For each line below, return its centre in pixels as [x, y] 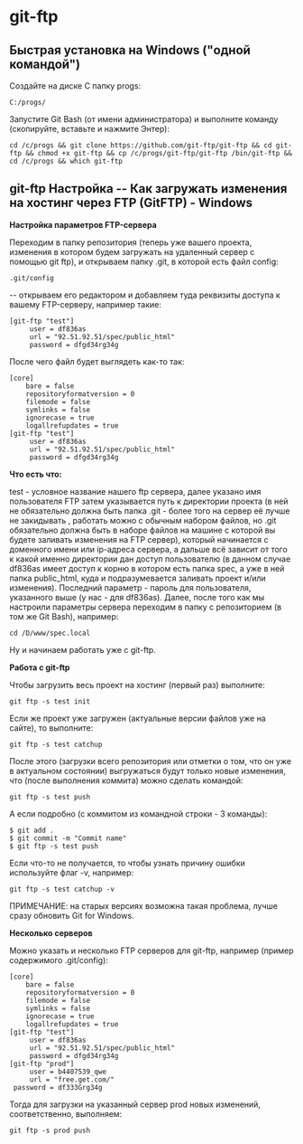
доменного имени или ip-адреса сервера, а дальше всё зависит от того [149, 549]
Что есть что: [36, 474]
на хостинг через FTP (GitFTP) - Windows [131, 203]
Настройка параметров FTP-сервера [83, 224]
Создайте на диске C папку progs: [75, 86]
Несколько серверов [51, 932]
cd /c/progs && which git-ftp [66, 161]
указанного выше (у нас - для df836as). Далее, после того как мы [137, 597]
